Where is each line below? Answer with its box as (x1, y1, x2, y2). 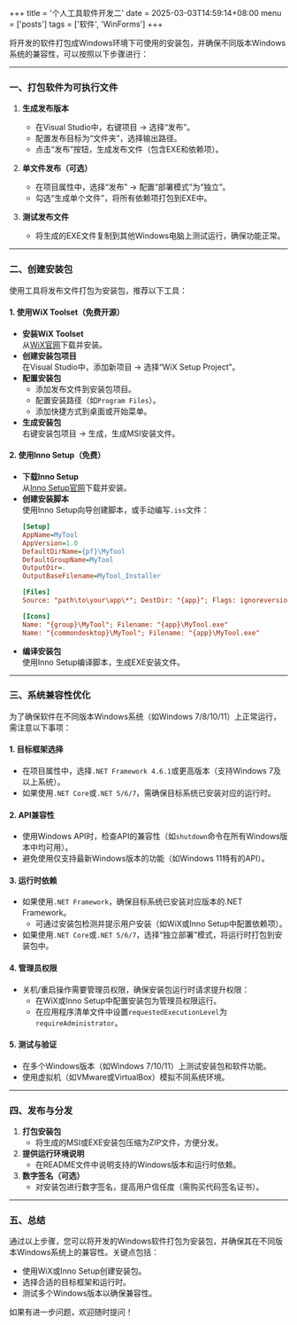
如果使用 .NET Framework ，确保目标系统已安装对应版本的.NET (21, 896, 243, 907)
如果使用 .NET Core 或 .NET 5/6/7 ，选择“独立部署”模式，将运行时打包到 (21, 930, 276, 940)
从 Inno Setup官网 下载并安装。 (21, 482, 133, 493)
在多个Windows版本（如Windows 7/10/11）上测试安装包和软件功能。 (21, 1060, 271, 1071)
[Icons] (21, 612, 50, 620)
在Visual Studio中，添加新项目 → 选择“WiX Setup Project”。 (21, 362, 240, 372)
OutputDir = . (21, 564, 66, 573)
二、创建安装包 (9, 263, 73, 276)
